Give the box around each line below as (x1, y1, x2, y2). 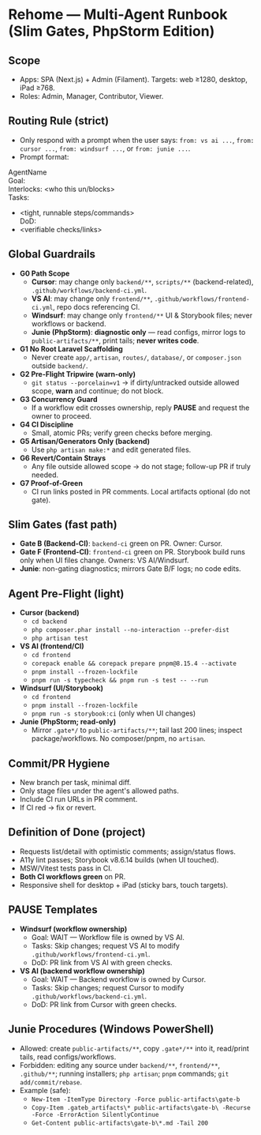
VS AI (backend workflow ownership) (19, 966, 145, 975)
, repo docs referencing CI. (52, 302, 140, 311)
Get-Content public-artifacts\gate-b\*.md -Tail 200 (31, 1119, 209, 1127)
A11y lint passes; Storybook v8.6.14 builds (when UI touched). (19, 855, 219, 864)
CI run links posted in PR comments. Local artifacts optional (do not (31, 487, 251, 496)
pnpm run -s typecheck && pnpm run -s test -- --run (31, 677, 209, 685)
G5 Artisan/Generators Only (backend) (19, 436, 151, 445)
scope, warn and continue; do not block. (31, 385, 164, 396)
